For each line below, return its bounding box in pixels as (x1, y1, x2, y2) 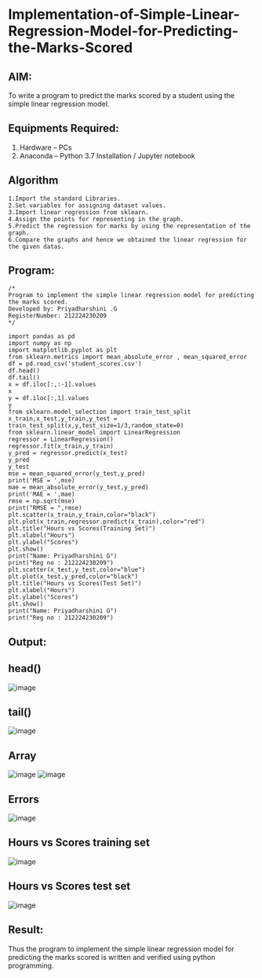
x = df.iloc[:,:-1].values (8, 380, 96, 389)
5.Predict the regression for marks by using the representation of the (8, 222, 251, 230)
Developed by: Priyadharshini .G (8, 305, 118, 313)
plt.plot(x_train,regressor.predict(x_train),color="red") (8, 518, 206, 526)
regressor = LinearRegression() (8, 435, 114, 444)
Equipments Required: (8, 122, 119, 135)
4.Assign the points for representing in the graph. (8, 215, 184, 223)
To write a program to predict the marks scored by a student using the (8, 91, 235, 100)
